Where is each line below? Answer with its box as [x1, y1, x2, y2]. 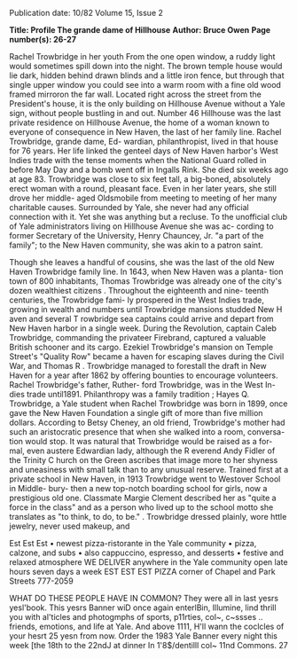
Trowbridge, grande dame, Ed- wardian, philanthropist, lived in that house [9, 137, 279, 146]
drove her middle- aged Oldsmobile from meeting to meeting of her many [9, 192, 277, 203]
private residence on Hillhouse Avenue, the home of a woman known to [9, 117, 270, 128]
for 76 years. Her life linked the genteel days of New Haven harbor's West [9, 145, 279, 156]
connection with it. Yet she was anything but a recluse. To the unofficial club [9, 212, 288, 222]
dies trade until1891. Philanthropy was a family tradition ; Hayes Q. [9, 389, 250, 399]
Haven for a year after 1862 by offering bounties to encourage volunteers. [9, 370, 278, 380]
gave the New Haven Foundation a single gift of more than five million [9, 408, 263, 418]
